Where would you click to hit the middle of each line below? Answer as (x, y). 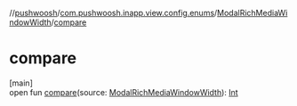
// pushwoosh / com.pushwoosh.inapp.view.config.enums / (113, 13)
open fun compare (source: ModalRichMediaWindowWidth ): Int (124, 92)
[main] (21, 83)
